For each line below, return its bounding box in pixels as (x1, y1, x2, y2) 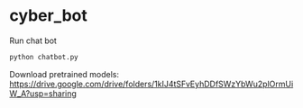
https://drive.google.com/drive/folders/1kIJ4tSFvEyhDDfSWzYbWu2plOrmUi (9, 78, 294, 89)
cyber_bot (9, 5, 87, 26)
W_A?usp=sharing (9, 87, 77, 99)
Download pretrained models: (9, 68, 120, 79)
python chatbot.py (9, 52, 78, 61)
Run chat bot (9, 35, 57, 46)
